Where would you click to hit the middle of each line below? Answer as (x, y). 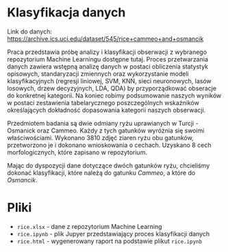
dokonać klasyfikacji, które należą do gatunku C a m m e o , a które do (101, 173)
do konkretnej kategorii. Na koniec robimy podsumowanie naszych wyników (114, 95)
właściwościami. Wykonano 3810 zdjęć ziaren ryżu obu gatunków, (100, 137)
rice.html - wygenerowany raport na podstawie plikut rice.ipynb (110, 241)
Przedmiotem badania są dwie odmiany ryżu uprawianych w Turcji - (103, 123)
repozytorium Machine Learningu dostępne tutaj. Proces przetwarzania (108, 59)
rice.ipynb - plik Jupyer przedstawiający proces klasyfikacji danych (113, 234)
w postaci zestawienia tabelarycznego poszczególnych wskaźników (103, 102)
